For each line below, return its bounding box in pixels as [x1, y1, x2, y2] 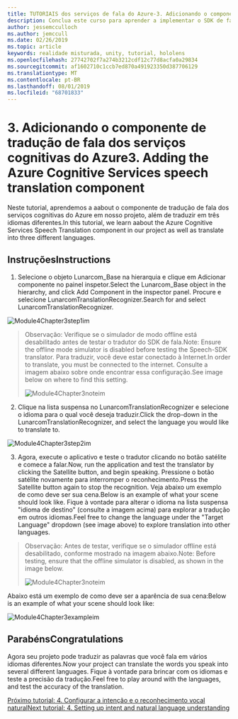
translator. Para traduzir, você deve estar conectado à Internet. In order [24, 352, 231, 361]
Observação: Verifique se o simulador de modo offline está [24, 330, 197, 338]
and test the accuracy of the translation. [7, 682, 124, 691]
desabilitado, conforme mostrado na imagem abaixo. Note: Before [24, 549, 216, 558]
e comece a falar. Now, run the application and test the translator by [17, 460, 215, 468]
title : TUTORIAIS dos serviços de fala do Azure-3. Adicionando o [7, 10, 208, 18]
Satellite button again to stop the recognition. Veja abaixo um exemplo [17, 483, 222, 491]
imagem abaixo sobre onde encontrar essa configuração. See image [24, 367, 223, 376]
